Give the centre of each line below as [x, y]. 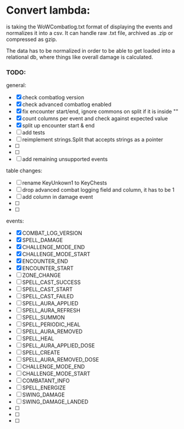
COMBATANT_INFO [46, 381]
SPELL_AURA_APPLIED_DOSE [59, 346]
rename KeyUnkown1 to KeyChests [65, 183]
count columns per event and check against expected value [95, 118]
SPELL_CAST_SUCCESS [51, 282]
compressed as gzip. [32, 39]
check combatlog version [53, 98]
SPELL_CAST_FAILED [48, 296]
